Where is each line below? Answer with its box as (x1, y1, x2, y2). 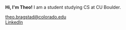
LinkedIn (5, 19, 23, 25)
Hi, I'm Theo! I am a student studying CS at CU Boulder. (5, 4, 121, 10)
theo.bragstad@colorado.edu (5, 14, 67, 19)
